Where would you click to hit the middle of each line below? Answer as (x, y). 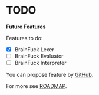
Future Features (26, 27)
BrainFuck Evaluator (39, 56)
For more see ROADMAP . (37, 86)
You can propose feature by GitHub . (50, 75)
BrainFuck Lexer (34, 49)
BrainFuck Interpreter (40, 63)
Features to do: (24, 38)
